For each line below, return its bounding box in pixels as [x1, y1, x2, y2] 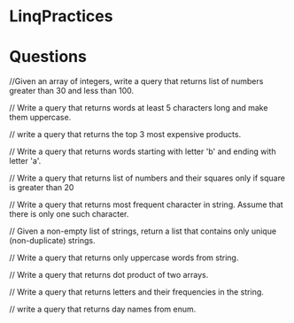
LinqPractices [9, 6, 113, 27]
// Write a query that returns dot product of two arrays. [9, 270, 209, 281]
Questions [9, 47, 87, 67]
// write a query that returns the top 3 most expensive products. [9, 129, 242, 140]
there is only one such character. [9, 209, 129, 219]
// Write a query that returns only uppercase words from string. [9, 252, 239, 263]
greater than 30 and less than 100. [9, 86, 135, 96]
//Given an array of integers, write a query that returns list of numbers [9, 76, 264, 87]
